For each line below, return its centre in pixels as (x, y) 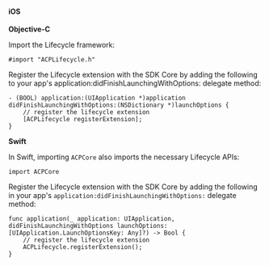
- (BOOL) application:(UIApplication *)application (97, 98)
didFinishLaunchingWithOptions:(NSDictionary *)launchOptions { (119, 105)
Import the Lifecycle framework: (62, 45)
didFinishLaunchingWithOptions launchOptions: (88, 226)
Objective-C (29, 29)
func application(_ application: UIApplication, (92, 219)
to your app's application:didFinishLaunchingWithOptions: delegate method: (135, 83)
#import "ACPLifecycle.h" (52, 60)
